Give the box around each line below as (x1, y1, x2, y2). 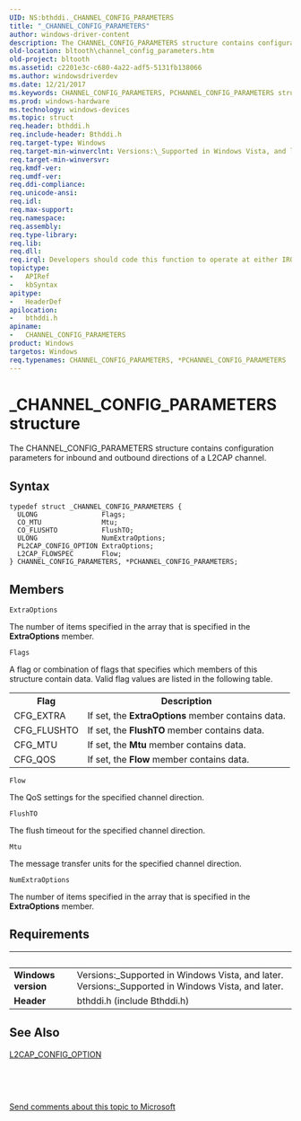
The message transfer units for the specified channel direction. (9, 859, 242, 869)
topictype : (9, 264, 50, 273)
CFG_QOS (13, 754, 56, 766)
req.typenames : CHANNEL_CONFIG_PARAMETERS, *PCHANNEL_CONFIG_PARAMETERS (9, 356, 287, 365)
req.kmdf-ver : (9, 163, 63, 172)
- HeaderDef (9, 297, 63, 306)
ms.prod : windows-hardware (9, 96, 110, 106)
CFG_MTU (13, 738, 58, 751)
